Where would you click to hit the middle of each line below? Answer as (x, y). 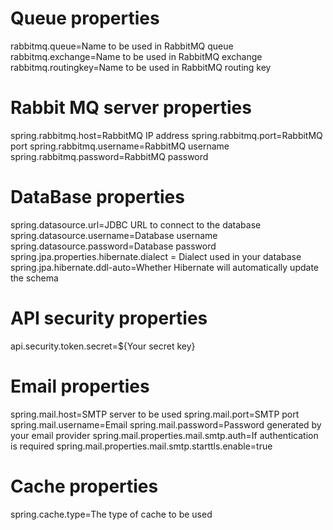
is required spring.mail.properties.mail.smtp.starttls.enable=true (141, 446)
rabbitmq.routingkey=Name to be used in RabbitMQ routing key (141, 67)
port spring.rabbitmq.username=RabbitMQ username (120, 146)
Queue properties (85, 18)
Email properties (80, 386)
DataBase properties (97, 197)
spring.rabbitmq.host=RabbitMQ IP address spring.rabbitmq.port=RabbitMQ (166, 135)
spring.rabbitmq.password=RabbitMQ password (109, 156)
